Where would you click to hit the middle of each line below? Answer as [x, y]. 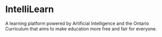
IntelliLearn [30, 9]
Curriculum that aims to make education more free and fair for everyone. [81, 28]
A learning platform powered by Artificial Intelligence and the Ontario [77, 23]
